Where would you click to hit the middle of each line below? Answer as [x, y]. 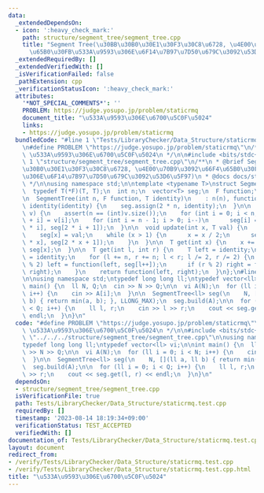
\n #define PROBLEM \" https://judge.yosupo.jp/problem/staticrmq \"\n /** [142, 147]
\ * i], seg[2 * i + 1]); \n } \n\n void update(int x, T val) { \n [135, 228]
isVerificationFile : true [58, 396]
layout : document [37, 447]
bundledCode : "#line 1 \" [58, 140]
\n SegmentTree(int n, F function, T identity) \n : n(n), [126, 198]
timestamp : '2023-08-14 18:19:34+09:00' [82, 418]
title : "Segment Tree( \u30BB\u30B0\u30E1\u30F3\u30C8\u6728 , [124, 45]
